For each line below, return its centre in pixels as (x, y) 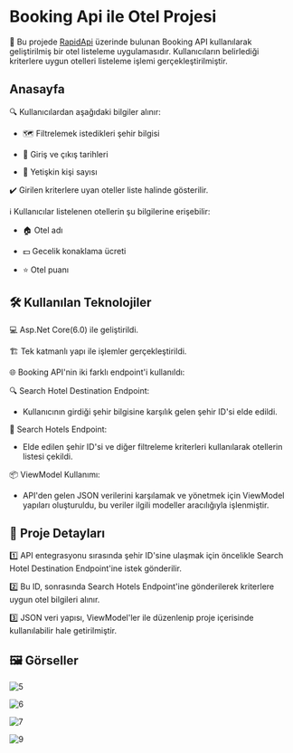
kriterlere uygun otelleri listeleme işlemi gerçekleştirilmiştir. (118, 61)
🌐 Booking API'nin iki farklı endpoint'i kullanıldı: (97, 372)
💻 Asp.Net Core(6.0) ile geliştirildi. (74, 329)
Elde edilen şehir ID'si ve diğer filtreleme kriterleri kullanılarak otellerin (152, 446)
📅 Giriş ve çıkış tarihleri (65, 154)
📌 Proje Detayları (57, 533)
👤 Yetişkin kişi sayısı (60, 172)
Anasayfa (37, 89)
